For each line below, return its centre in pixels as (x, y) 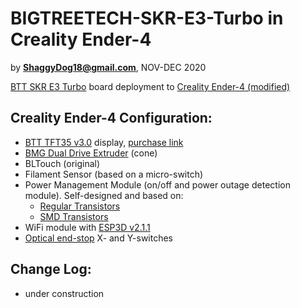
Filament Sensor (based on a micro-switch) (114, 174)
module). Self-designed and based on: (104, 195)
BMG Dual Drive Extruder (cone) (91, 153)
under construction (64, 293)
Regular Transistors (80, 206)
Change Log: (51, 269)
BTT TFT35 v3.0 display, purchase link (104, 142)
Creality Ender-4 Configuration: (111, 118)
